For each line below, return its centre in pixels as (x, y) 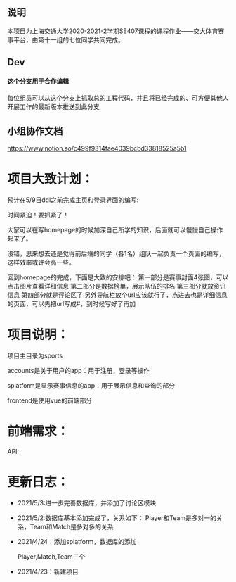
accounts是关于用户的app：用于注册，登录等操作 (78, 371)
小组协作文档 (35, 131)
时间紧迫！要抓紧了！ (38, 215)
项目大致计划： (51, 179)
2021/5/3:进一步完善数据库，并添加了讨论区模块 (87, 502)
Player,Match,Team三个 (51, 556)
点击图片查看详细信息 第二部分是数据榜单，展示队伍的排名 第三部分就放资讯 (117, 286)
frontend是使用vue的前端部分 (50, 400)
